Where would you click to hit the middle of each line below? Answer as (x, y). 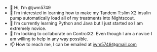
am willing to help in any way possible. (49, 39)
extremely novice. (28, 28)
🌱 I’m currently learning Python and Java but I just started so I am (76, 23)
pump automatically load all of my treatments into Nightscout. (72, 18)
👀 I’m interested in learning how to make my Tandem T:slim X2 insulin (80, 13)
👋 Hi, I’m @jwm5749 (30, 8)
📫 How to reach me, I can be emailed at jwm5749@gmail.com (73, 44)
